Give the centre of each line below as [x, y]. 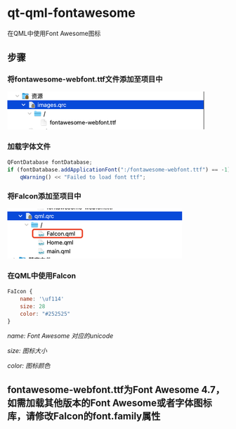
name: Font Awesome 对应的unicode [60, 335]
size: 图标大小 [27, 350]
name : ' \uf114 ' [42, 299]
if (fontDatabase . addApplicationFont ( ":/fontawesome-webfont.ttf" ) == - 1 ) [119, 169]
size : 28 [33, 306]
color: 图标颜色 [29, 365]
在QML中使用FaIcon [41, 276]
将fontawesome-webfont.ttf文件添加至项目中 [85, 79]
